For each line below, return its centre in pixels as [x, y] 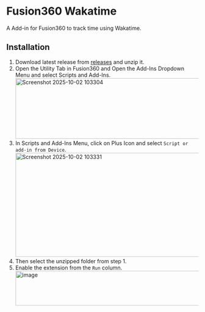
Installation [28, 47]
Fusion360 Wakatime [62, 11]
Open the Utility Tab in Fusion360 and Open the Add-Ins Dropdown [100, 68]
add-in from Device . [41, 149]
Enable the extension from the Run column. [69, 268]
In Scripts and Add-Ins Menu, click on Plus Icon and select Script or [102, 143]
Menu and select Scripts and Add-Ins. [63, 75]
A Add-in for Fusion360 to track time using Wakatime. [74, 28]
